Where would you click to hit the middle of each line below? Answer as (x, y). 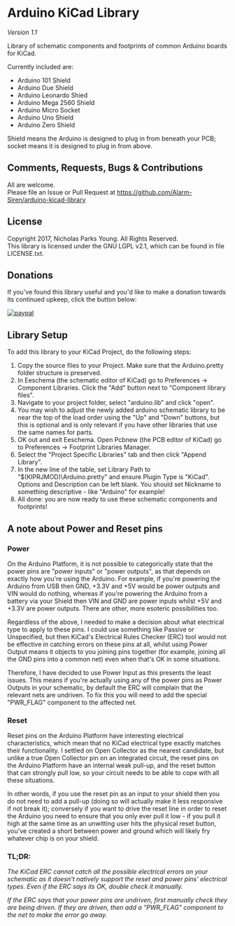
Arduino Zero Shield (46, 124)
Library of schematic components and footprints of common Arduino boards (117, 45)
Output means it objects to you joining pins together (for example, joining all (116, 651)
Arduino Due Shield (45, 87)
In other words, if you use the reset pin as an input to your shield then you (114, 794)
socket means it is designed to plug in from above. (80, 145)
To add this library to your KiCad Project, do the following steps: (99, 352)
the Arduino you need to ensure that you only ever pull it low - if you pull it (114, 816)
